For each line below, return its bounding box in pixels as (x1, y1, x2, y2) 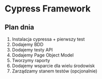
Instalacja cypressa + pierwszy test (11, 36, 85, 42)
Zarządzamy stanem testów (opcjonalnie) (11, 68, 97, 74)
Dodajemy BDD (11, 41, 43, 47)
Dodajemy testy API (11, 47, 53, 52)
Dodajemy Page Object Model (11, 52, 74, 58)
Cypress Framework (4, 3, 91, 14)
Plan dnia (4, 23, 34, 31)
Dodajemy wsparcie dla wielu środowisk (11, 63, 95, 68)
